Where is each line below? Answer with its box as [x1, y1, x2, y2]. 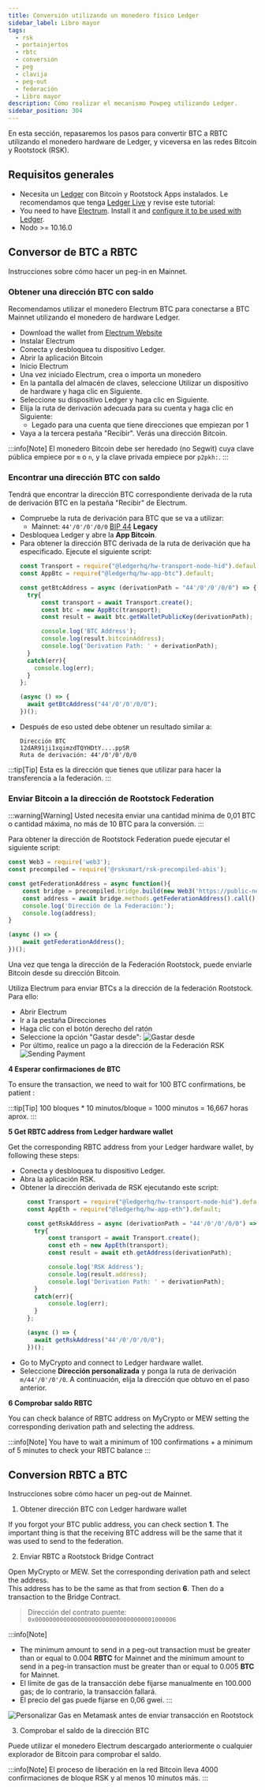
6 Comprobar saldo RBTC [8, 1398, 93, 1407]
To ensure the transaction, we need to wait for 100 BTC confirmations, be [8, 1079, 246, 1089]
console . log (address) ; [22, 909, 97, 917]
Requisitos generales [8, 168, 114, 182]
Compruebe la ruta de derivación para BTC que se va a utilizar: [19, 514, 225, 523]
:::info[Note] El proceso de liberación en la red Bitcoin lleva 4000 [8, 1765, 218, 1774]
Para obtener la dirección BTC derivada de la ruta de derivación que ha [19, 538, 251, 549]
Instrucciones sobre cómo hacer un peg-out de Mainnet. [8, 1489, 192, 1499]
